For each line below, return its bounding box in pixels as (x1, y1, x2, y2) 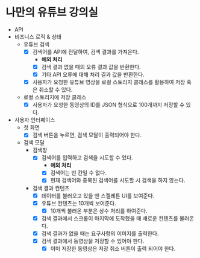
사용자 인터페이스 (14, 116, 55, 124)
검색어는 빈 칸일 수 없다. (50, 169, 107, 176)
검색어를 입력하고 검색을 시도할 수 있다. (41, 154, 133, 161)
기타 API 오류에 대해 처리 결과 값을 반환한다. (41, 71, 145, 79)
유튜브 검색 (23, 40, 49, 48)
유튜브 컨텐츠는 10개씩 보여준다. (41, 199, 116, 207)
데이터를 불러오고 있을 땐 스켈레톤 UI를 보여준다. (41, 192, 155, 199)
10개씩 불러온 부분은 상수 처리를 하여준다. (50, 207, 148, 214)
